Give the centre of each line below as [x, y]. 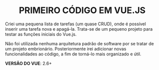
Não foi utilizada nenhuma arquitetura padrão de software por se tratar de [79, 43]
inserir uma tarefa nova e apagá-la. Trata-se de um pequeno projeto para [79, 29]
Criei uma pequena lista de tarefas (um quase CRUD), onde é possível [76, 24]
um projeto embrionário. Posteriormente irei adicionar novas [66, 49]
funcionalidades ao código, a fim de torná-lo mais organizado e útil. [73, 54]
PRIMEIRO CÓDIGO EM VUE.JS [82, 10]
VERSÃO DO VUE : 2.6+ [29, 63]
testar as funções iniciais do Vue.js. [41, 34]
